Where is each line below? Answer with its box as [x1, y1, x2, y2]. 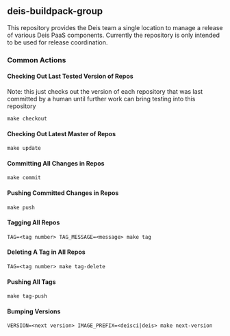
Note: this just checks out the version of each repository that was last [7, 87, 203, 95]
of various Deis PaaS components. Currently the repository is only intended [7, 31, 220, 39]
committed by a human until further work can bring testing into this [7, 94, 196, 103]
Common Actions [7, 55, 66, 64]
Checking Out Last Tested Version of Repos [7, 72, 133, 81]
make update [7, 145, 41, 152]
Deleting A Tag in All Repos [7, 248, 86, 256]
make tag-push [7, 293, 48, 300]
